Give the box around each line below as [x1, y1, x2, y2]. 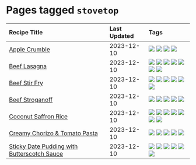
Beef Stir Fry [9, 79, 44, 87]
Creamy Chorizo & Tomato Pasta [9, 129, 98, 137]
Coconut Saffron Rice [9, 112, 68, 120]
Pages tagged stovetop [6, 3, 119, 17]
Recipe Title [9, 28, 43, 36]
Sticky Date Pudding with [9, 142, 78, 150]
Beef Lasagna [9, 62, 47, 70]
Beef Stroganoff [9, 96, 53, 104]
